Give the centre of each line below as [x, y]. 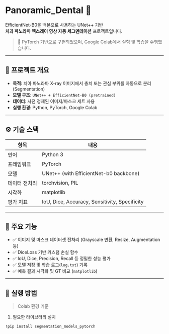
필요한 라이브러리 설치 [34, 317]
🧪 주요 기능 [21, 227]
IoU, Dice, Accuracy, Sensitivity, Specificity [93, 202]
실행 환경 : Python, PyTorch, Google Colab [55, 107]
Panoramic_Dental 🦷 [48, 10]
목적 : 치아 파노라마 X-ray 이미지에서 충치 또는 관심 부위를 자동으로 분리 [82, 83]
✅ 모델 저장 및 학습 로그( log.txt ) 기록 [50, 265]
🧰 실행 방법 [21, 293]
